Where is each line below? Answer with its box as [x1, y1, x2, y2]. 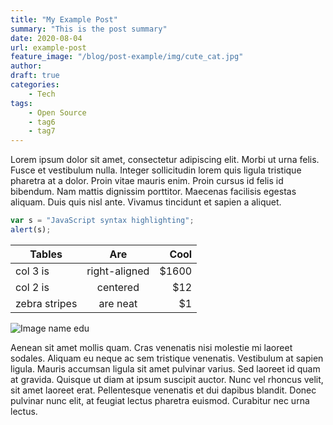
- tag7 [28, 126, 56, 136]
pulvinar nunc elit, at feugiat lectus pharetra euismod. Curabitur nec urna [10, 394, 310, 406]
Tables [29, 247, 63, 261]
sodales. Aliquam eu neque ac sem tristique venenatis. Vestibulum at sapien [10, 352, 324, 364]
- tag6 [28, 117, 56, 127]
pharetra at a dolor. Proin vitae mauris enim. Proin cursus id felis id [10, 175, 284, 187]
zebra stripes [15, 296, 78, 310]
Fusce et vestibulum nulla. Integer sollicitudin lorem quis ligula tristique [10, 164, 302, 176]
